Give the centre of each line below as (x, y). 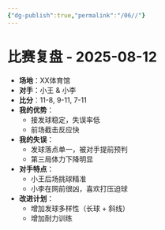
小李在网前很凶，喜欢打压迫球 (79, 188)
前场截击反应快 (55, 129)
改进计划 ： (36, 198)
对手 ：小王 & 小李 (47, 90)
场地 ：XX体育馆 (44, 80)
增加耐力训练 (51, 218)
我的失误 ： (36, 139)
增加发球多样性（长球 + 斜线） (80, 208)
